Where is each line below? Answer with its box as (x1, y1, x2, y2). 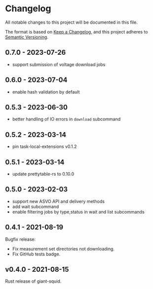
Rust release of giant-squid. (5, 278, 62, 284)
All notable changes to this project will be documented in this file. (5, 19, 138, 25)
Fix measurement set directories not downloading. (12, 246, 115, 252)
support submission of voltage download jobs (12, 61, 106, 67)
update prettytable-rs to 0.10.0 (12, 171, 75, 177)
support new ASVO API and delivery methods (12, 198, 105, 204)
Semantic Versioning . (5, 34, 48, 40)
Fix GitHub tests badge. (12, 251, 61, 257)
